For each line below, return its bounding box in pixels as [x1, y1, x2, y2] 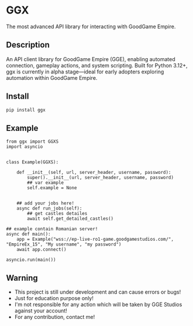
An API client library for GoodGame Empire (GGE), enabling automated [6, 55, 175, 62]
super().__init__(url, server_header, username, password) [27, 174, 174, 181]
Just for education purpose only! [14, 295, 94, 302]
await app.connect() [16, 247, 67, 253]
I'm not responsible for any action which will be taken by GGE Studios [14, 301, 182, 308]
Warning [6, 273, 38, 283]
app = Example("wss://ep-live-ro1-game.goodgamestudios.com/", [16, 236, 174, 243]
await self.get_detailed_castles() [27, 216, 114, 222]
